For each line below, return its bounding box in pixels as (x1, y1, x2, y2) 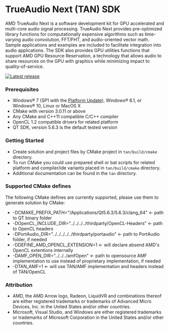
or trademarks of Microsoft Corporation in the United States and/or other (12, 314, 164, 320)
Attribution (5, 281, 33, 288)
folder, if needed (12, 236, 47, 242)
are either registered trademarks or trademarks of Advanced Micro (12, 298, 152, 305)
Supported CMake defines (5, 182, 72, 190)
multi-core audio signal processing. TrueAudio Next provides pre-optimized (5, 25, 162, 31)
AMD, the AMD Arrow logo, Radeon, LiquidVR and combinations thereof (12, 293, 162, 299)
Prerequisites (5, 86, 39, 93)
